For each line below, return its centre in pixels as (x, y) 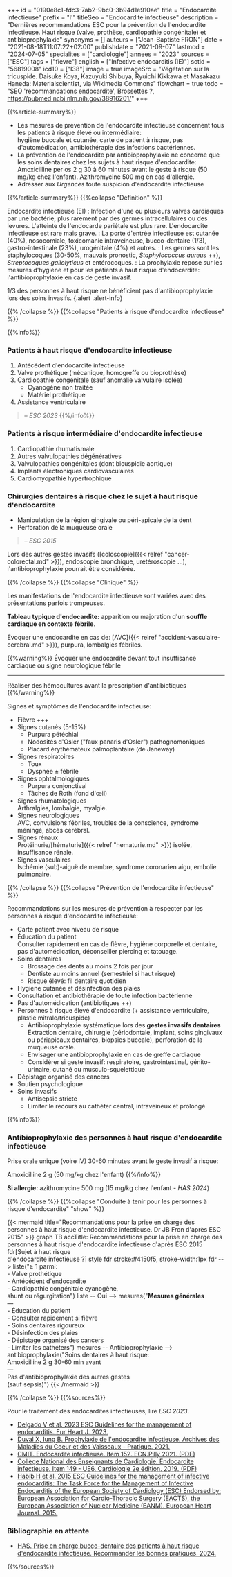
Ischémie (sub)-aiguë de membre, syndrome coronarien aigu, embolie (117, 866)
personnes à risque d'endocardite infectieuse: (72, 916)
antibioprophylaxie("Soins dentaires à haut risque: (78, 1355)
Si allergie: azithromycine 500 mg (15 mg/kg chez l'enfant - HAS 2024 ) (108, 1188)
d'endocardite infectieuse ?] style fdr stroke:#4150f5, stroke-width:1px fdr (112, 1259)
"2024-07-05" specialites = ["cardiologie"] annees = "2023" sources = (108, 54)
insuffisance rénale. (45, 852)
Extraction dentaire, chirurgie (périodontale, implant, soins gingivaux (125, 1032)
